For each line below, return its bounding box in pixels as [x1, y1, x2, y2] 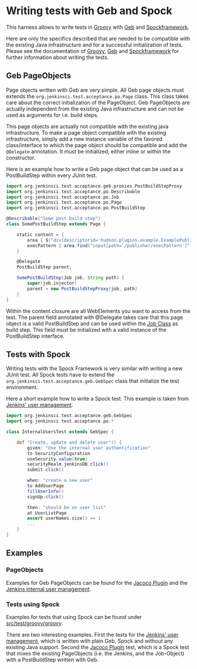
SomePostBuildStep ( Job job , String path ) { [16, 275, 125, 281]
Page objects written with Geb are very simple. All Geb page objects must [6, 86, 184, 94]
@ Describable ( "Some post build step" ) [6, 216, 101, 222]
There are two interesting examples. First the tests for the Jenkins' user [6, 631, 179, 638]
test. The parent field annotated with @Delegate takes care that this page [6, 314, 184, 321]
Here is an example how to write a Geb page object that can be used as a [6, 165, 184, 172]
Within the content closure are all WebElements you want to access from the [6, 307, 191, 314]
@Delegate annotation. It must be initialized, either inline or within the [6, 148, 171, 155]
